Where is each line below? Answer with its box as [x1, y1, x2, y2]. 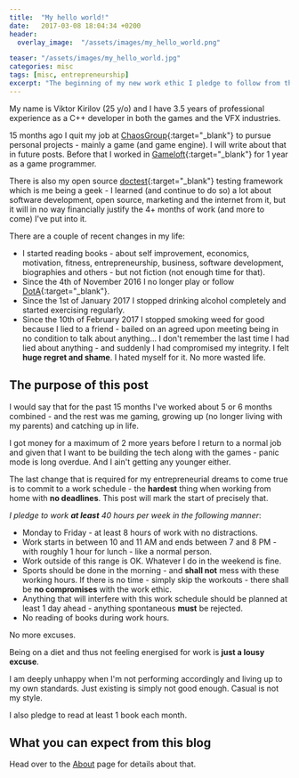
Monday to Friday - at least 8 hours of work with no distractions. [21, 527, 258, 538]
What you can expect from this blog [9, 735, 212, 750]
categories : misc [9, 62, 74, 71]
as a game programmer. [9, 158, 97, 169]
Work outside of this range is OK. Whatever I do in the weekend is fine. [21, 555, 282, 566]
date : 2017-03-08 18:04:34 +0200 [9, 21, 141, 30]
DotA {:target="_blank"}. [21, 286, 110, 296]
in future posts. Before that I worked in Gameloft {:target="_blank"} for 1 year [9, 149, 289, 159]
